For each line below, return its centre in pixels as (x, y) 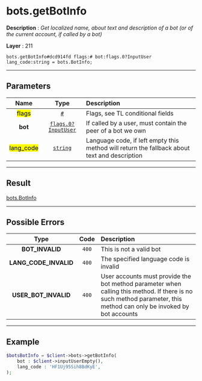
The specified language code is (145, 259)
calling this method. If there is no (147, 291)
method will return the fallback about (138, 147)
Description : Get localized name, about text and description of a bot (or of (100, 28)
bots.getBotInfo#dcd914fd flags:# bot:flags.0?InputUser (79, 57)
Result (19, 183)
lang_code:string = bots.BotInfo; (50, 62)
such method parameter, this (141, 299)
